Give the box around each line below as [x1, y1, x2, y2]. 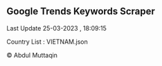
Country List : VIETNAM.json [6, 38, 88, 46]
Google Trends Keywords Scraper [6, 6, 155, 17]
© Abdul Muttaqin [6, 51, 58, 59]
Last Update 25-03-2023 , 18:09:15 [6, 24, 107, 32]
